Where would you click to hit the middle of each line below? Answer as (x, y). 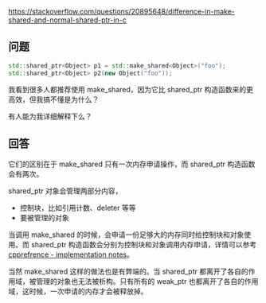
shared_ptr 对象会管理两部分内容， (65, 191)
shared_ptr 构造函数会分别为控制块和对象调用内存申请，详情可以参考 (144, 245)
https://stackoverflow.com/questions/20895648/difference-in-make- (121, 12)
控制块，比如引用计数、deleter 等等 (78, 208)
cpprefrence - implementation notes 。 (71, 254)
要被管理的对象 (44, 218)
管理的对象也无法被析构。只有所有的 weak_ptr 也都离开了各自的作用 (147, 282)
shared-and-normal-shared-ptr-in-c (68, 20)
